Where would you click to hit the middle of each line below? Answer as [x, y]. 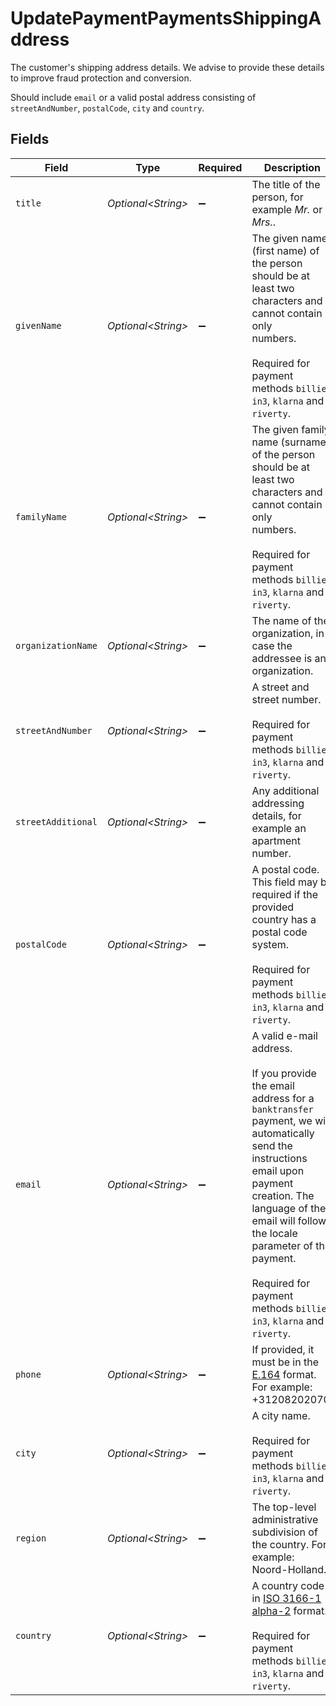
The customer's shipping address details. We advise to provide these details [167, 67]
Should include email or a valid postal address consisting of [133, 97]
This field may [284, 882]
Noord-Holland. [289, 1569]
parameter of [282, 1245]
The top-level [284, 1507]
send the [272, 1145]
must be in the [285, 1362]
